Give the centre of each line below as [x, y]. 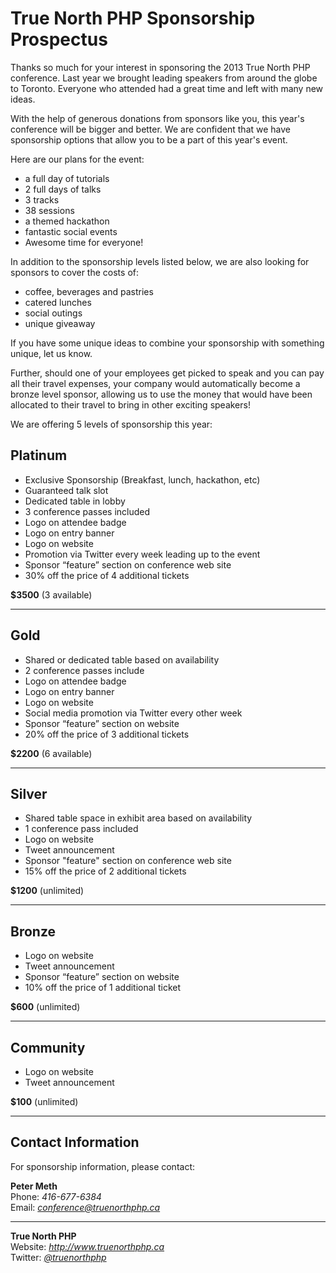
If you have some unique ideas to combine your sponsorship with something [167, 343]
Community [48, 1047]
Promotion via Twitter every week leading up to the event [142, 554]
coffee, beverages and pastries [89, 291]
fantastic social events [71, 231]
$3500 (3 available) [51, 594]
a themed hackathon [67, 221]
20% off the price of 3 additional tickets [107, 734]
